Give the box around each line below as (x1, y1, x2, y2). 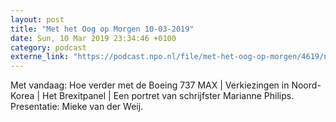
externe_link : (10, 52, 70, 62)
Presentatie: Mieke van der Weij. (10, 101, 144, 113)
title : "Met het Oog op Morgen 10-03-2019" (10, 24, 195, 34)
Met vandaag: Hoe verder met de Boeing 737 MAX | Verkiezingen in (10, 79, 290, 91)
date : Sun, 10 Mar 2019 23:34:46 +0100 (10, 33, 177, 43)
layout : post (10, 14, 65, 25)
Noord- (291, 79, 322, 91)
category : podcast (10, 42, 87, 53)
